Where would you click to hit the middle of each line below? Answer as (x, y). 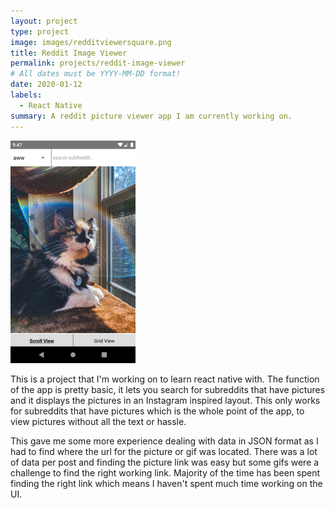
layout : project (44, 21)
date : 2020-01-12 (46, 85)
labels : (26, 95)
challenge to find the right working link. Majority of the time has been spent (165, 472)
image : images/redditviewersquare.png (91, 42)
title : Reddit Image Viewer (69, 53)
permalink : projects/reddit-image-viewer (98, 63)
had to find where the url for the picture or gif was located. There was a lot (164, 451)
